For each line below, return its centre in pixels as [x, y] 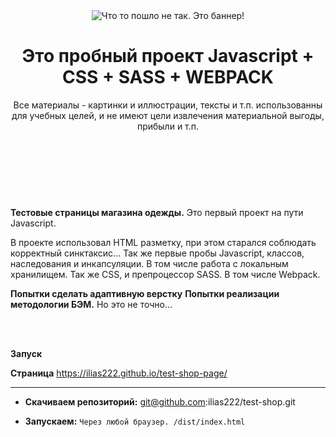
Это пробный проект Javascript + [168, 56]
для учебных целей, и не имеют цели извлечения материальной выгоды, [168, 115]
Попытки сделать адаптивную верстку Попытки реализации [145, 293]
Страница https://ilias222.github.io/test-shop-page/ [119, 373]
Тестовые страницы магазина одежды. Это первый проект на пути [157, 212]
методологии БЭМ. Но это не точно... [91, 304]
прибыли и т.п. [168, 126]
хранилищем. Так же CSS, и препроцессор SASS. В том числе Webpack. [165, 274]
